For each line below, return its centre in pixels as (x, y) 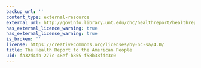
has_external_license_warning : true (52, 34)
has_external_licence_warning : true (52, 28)
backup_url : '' (25, 12)
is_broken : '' (24, 39)
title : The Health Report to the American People (69, 50)
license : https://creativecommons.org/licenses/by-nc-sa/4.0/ (85, 45)
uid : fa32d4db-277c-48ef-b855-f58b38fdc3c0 (61, 56)
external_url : (24, 22)
